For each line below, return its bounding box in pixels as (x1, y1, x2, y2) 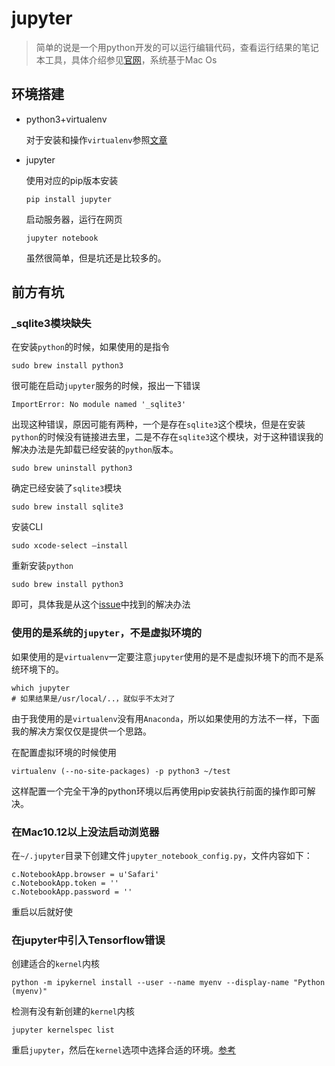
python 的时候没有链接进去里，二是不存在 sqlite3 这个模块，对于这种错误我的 (11, 431, 324, 443)
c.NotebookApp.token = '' (11, 878, 119, 889)
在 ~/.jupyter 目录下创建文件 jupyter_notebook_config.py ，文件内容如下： (11, 850, 313, 862)
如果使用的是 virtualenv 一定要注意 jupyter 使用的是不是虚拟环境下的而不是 (11, 650, 316, 662)
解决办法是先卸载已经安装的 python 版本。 (11, 443, 179, 456)
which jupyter (11, 683, 71, 693)
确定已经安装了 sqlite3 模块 (11, 482, 123, 494)
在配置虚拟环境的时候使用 (11, 746, 117, 758)
